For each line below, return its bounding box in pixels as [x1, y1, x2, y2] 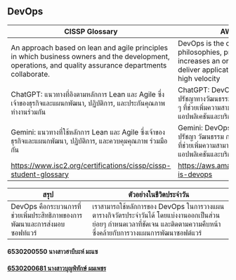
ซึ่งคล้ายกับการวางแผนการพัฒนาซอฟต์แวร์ [92, 228, 202, 238]
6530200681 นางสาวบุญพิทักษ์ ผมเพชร [7, 264, 107, 272]
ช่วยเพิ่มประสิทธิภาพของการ [11, 210, 83, 220]
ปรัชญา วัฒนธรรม [178, 132, 225, 141]
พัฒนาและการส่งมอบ [11, 219, 65, 229]
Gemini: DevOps [178, 122, 232, 132]
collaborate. [11, 69, 51, 79]
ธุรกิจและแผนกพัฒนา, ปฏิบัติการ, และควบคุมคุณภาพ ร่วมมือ [11, 136, 168, 146]
